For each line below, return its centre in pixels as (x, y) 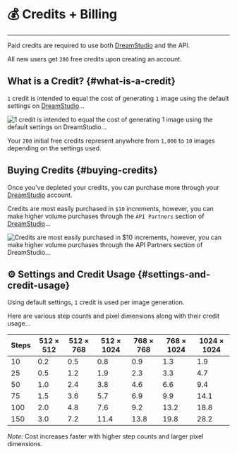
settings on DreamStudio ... (46, 106)
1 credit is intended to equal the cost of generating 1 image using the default (118, 98)
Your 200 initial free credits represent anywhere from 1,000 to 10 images (111, 141)
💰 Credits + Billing (62, 14)
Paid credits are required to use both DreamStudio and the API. (99, 45)
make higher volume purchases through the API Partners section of (106, 216)
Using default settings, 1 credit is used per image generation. (96, 302)
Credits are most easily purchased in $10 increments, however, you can (110, 208)
